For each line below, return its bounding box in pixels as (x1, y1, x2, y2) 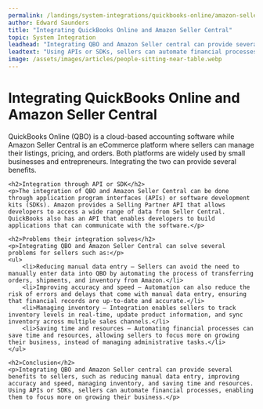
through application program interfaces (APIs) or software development (8, 194, 250, 202)
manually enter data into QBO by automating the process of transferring (8, 269, 254, 277)
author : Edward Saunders (8, 19, 89, 27)
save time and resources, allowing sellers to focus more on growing (8, 331, 240, 339)
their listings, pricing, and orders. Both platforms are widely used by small (8, 148, 246, 158)
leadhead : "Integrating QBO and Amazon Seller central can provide (8, 41, 233, 49)
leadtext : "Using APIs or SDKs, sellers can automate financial (8, 48, 222, 56)
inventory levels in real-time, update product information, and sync (8, 311, 243, 319)
